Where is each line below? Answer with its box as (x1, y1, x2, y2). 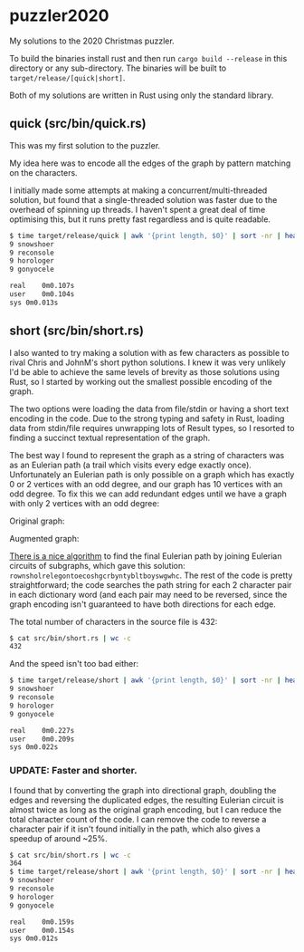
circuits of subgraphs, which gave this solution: (9, 560, 185, 571)
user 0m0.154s (9, 926, 75, 935)
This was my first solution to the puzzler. (9, 139, 161, 150)
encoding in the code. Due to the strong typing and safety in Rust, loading (9, 413, 285, 424)
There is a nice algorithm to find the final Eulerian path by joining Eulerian (9, 550, 282, 562)
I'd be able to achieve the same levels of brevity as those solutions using (9, 366, 280, 377)
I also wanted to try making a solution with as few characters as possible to (9, 347, 290, 358)
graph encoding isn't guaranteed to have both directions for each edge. (9, 599, 276, 610)
